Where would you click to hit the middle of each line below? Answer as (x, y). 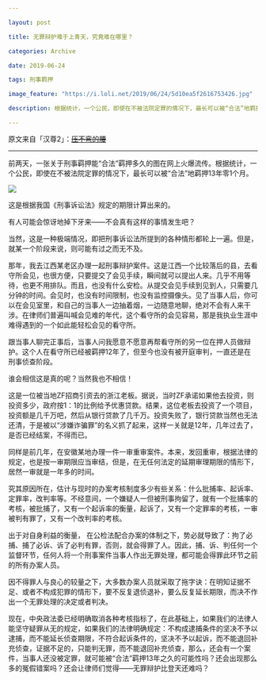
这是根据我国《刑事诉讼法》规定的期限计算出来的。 (91, 205)
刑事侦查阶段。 (32, 361)
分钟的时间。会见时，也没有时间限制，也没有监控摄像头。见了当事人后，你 (129, 295)
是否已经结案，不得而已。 (50, 435)
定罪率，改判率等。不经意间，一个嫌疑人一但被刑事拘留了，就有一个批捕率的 (133, 498)
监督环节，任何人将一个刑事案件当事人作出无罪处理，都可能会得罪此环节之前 (133, 555)
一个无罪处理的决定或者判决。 (63, 601)
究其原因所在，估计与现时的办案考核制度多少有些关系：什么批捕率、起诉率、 (133, 488)
